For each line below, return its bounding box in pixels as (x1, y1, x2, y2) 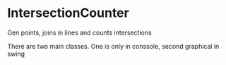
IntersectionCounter (7, 5, 129, 21)
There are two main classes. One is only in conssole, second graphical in (7, 42, 220, 50)
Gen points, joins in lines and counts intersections (7, 28, 152, 37)
